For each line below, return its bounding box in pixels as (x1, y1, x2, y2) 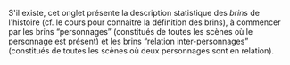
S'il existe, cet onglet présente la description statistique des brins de (8, 8, 261, 18)
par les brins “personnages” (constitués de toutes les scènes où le (8, 27, 253, 37)
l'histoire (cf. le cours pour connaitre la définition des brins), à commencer (8, 17, 281, 28)
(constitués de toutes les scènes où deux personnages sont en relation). (8, 45, 274, 56)
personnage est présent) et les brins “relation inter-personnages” (8, 36, 249, 46)
